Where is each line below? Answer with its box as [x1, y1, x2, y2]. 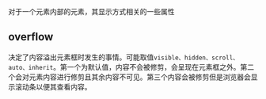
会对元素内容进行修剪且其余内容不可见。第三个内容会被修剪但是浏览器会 [14, 72, 251, 82]
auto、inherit [8, 63, 54, 71]
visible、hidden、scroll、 [154, 54, 239, 62]
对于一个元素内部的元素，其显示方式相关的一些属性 [8, 7, 175, 16]
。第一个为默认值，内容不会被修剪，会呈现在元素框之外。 [52, 62, 241, 71]
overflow [8, 30, 54, 44]
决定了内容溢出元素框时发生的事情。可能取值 [8, 52, 154, 62]
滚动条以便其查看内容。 [14, 82, 92, 91]
